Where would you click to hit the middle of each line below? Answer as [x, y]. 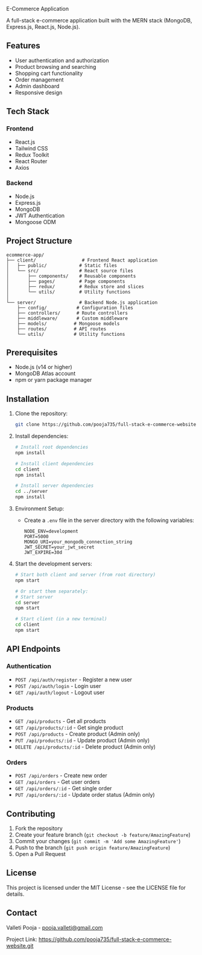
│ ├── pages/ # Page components [66, 281]
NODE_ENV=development [51, 532]
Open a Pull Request [40, 854]
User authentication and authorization [62, 60]
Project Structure [39, 241]
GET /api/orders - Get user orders [58, 782]
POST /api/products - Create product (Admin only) [77, 734]
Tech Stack [28, 111]
